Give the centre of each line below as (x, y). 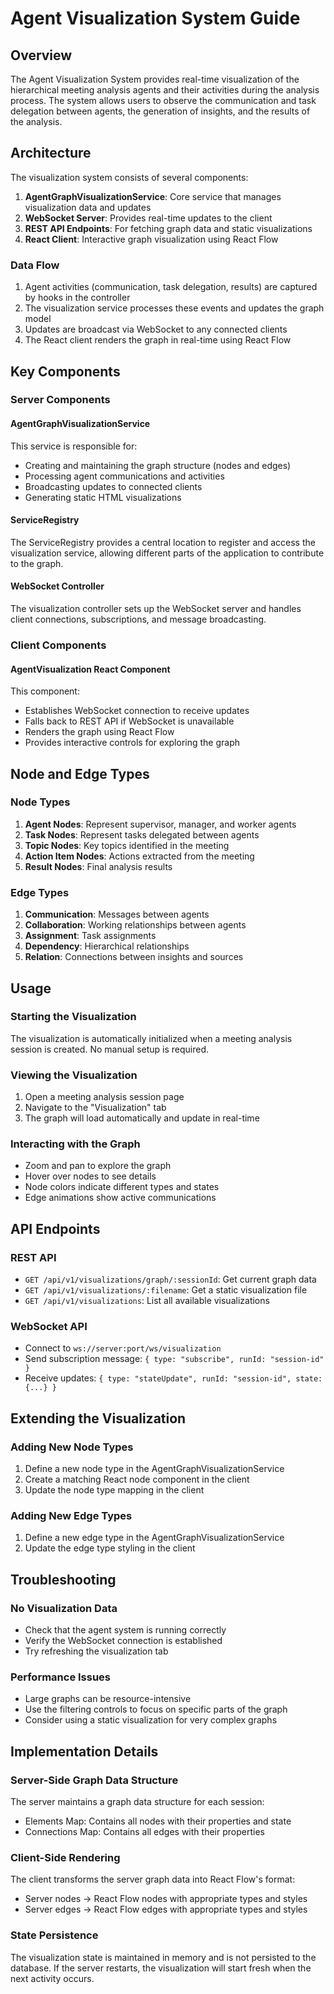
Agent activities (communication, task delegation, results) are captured (171, 287)
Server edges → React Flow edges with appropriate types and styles (166, 1909)
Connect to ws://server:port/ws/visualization (123, 1348)
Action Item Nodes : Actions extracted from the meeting (139, 856)
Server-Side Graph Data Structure (94, 1780)
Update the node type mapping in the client (114, 1490)
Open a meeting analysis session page (104, 1097)
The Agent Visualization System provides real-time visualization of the (155, 79)
